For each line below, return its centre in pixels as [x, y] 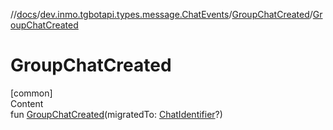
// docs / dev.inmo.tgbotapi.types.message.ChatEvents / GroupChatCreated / [161, 14]
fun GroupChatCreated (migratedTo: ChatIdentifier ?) [116, 114]
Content [27, 103]
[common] [31, 93]
